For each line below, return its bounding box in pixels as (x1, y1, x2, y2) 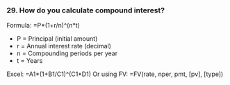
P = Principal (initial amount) (16, 35, 98, 43)
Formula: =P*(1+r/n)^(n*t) (6, 21, 81, 30)
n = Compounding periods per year (16, 49, 118, 57)
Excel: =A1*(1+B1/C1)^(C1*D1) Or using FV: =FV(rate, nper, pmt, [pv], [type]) (6, 70, 224, 78)
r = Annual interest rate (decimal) (16, 42, 112, 50)
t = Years (16, 57, 43, 65)
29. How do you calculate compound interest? (6, 6, 165, 15)
